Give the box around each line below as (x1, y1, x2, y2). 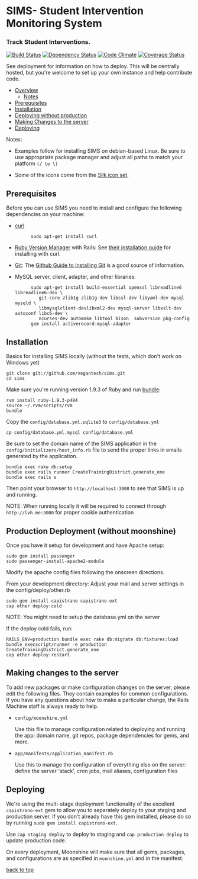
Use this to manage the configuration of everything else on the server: (14, 761, 186, 768)
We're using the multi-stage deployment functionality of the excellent (6, 800, 175, 807)
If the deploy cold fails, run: (6, 624, 73, 632)
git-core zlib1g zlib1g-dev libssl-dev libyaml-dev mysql (38, 295, 184, 301)
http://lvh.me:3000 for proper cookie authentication (6, 509, 134, 516)
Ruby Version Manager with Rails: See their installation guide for (14, 244, 171, 251)
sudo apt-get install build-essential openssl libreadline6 (30, 285, 182, 291)
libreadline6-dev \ (14, 290, 63, 296)
